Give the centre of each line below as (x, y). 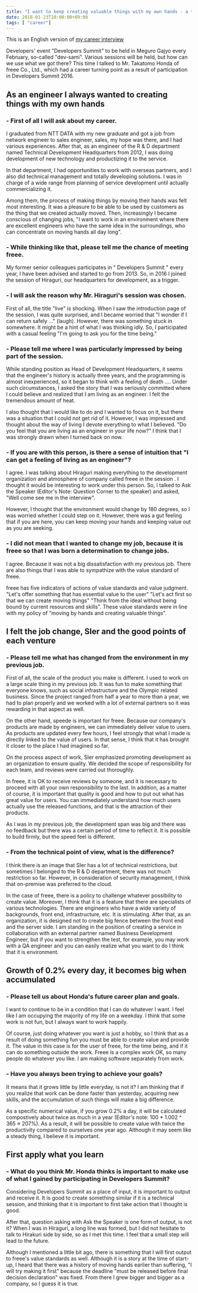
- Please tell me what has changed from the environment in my (98, 657)
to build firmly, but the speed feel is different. (61, 837)
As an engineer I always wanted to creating (87, 94)
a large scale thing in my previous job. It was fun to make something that (94, 684)
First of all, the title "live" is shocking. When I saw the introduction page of (96, 308)
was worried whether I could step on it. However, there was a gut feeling (94, 516)
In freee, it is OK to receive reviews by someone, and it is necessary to (92, 781)
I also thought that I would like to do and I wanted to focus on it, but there (95, 412)
